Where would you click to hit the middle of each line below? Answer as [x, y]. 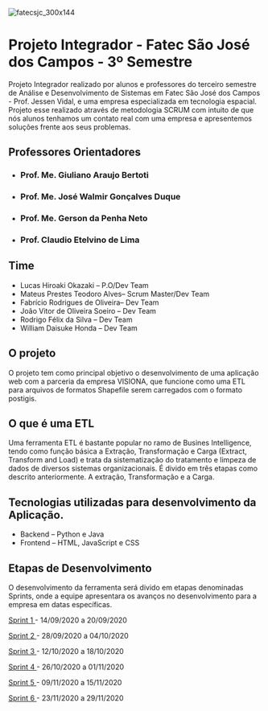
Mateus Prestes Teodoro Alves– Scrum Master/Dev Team [115, 294]
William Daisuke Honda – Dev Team [79, 328]
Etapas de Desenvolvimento [80, 568]
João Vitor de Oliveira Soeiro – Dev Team [88, 310]
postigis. [23, 398]
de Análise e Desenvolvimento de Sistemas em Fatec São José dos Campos [134, 92]
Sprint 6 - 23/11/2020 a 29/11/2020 [66, 698]
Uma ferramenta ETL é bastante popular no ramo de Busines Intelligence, [130, 443]
